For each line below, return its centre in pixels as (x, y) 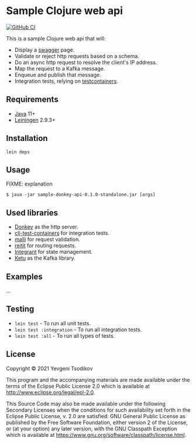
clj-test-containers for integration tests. (62, 233)
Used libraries (32, 213)
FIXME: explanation (29, 184)
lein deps (18, 152)
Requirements (32, 100)
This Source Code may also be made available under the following (86, 403)
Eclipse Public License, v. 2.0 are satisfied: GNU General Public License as (96, 416)
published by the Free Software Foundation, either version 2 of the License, (97, 422)
